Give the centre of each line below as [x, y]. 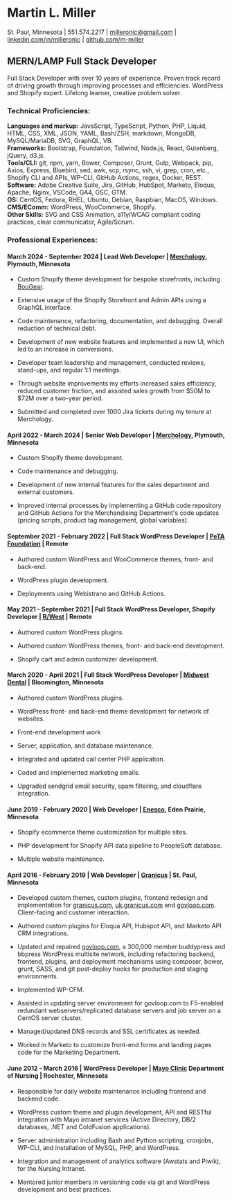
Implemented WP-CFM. [51, 990]
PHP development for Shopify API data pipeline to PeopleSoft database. [119, 846]
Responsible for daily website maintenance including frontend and [111, 1091]
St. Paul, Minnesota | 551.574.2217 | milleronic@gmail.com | [92, 32]
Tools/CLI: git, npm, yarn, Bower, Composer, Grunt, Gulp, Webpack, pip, [110, 163]
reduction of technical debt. [57, 329]
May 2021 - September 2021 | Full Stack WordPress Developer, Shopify [111, 609]
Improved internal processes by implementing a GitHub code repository [119, 506]
